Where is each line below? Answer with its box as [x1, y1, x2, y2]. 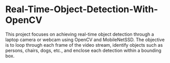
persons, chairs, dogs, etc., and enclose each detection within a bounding [5, 47, 162, 53]
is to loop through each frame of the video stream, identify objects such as [5, 42, 163, 48]
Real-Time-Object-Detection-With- [5, 4, 158, 15]
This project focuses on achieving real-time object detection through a [5, 31, 155, 37]
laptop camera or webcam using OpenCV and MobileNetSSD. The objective [5, 37, 165, 43]
